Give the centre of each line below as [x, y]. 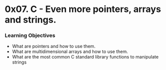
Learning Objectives [30, 35]
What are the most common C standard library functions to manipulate [85, 57]
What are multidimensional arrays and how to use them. [70, 51]
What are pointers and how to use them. [54, 46]
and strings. [31, 20]
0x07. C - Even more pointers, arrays [83, 9]
